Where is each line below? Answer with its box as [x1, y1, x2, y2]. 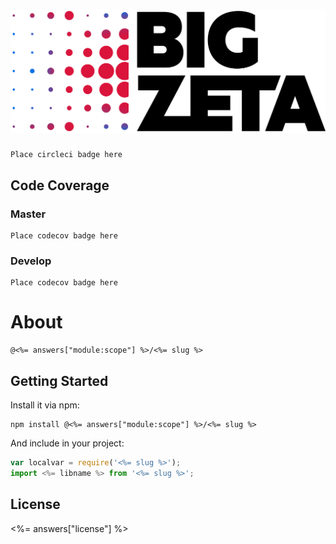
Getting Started [10, 372, 109, 389]
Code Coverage [10, 177, 110, 194]
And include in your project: [10, 437, 125, 449]
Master [10, 207, 47, 221]
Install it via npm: [10, 399, 80, 411]
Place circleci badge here [10, 150, 123, 160]
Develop [10, 254, 52, 268]
